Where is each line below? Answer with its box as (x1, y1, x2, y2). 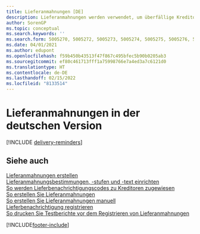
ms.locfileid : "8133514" (6, 81, 68, 87)
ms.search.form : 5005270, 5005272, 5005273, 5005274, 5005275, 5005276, (6, 36, 190, 42)
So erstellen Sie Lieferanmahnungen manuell (6, 197, 116, 204)
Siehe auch (6, 156, 49, 166)
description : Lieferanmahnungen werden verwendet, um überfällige (6, 14, 174, 20)
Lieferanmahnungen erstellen (6, 171, 79, 179)
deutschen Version (6, 119, 102, 133)
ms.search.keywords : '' (6, 31, 65, 37)
